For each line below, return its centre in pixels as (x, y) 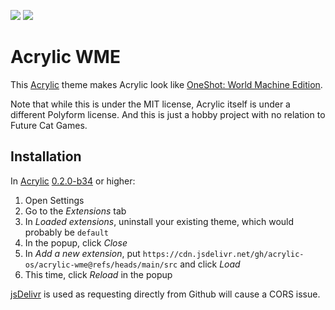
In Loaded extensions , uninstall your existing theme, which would (159, 221)
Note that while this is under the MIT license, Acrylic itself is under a (150, 104)
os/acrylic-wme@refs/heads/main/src (101, 265)
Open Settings (54, 200)
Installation (46, 156)
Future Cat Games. (49, 125)
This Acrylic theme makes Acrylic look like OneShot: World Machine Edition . (166, 84)
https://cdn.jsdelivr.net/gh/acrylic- (223, 254)
